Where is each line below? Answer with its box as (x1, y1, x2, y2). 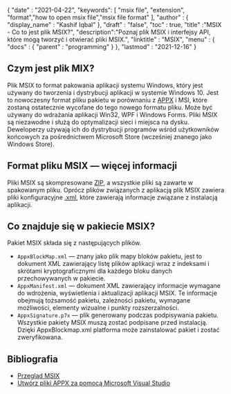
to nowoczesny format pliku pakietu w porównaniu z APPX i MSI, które (7, 96, 207, 104)
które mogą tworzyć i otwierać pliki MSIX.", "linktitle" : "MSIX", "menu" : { (7, 35, 216, 44)
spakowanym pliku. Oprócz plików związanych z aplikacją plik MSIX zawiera (7, 186, 225, 194)
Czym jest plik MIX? (7, 62, 95, 75)
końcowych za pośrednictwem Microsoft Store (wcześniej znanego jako (7, 132, 212, 141)
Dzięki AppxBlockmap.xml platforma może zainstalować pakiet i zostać (17, 325, 220, 334)
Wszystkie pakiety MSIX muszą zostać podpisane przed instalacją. (17, 319, 208, 327)
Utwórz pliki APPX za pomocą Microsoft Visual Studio (17, 379, 171, 387)
